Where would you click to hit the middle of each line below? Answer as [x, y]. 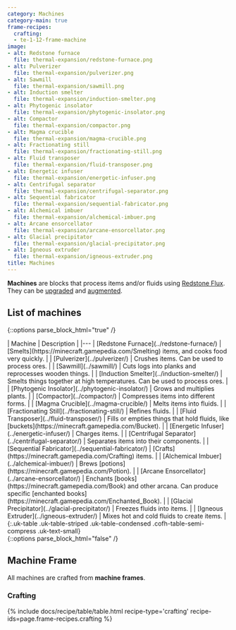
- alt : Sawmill [30, 79]
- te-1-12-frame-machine [50, 40]
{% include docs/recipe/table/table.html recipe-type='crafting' [98, 611]
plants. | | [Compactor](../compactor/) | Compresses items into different [111, 396]
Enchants [99, 478]
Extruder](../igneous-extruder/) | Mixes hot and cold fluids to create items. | [117, 516]
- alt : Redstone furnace [44, 54]
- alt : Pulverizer [34, 66]
